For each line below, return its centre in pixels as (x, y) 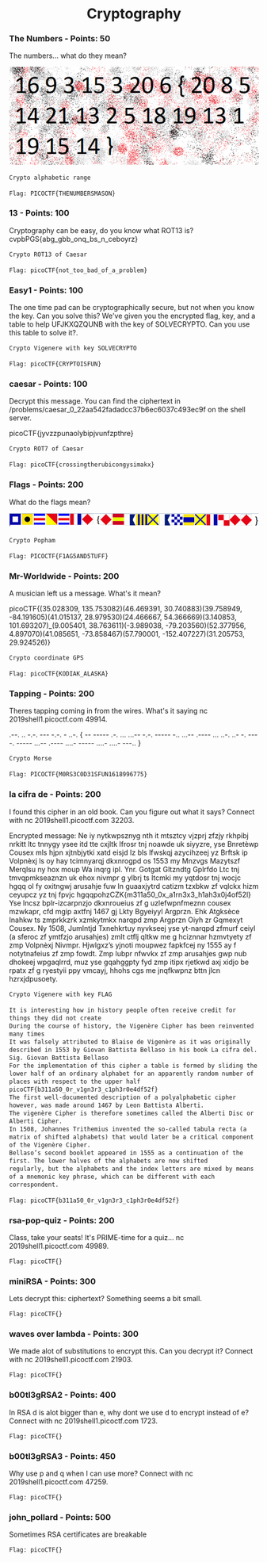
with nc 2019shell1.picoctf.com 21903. (71, 1360)
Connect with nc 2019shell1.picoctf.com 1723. (83, 1421)
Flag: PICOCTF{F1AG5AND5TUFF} (59, 556)
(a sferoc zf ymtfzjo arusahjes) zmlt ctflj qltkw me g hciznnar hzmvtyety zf (130, 936)
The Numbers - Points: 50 (60, 39)
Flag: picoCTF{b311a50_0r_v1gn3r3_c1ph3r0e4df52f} (94, 1200)
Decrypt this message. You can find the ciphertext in (95, 401)
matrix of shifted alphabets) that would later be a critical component (132, 1137)
